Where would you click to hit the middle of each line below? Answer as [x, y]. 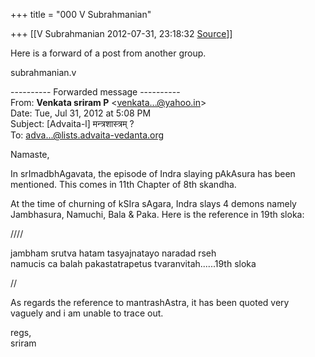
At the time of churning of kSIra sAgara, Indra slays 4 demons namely [153, 203]
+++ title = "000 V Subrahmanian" [81, 14]
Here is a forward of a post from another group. [108, 53]
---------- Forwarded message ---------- [95, 92]
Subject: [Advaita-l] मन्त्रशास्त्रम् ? [72, 123]
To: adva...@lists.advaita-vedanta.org [87, 135]
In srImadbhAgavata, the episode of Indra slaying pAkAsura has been [153, 173]
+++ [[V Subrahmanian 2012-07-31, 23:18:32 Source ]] [121, 33]
